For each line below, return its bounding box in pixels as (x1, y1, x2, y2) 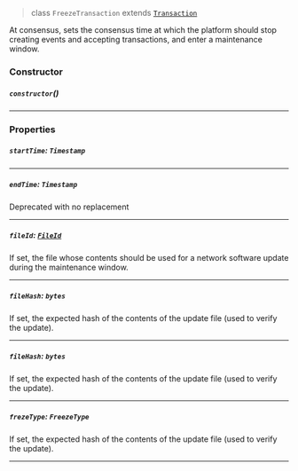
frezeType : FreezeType (9, 412, 90, 422)
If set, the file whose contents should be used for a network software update (9, 252, 289, 263)
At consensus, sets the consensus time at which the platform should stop (9, 25, 278, 35)
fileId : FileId (9, 230, 62, 240)
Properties (9, 123, 56, 136)
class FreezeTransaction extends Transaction (30, 8, 198, 18)
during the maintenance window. (9, 262, 129, 272)
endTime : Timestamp (9, 179, 78, 190)
